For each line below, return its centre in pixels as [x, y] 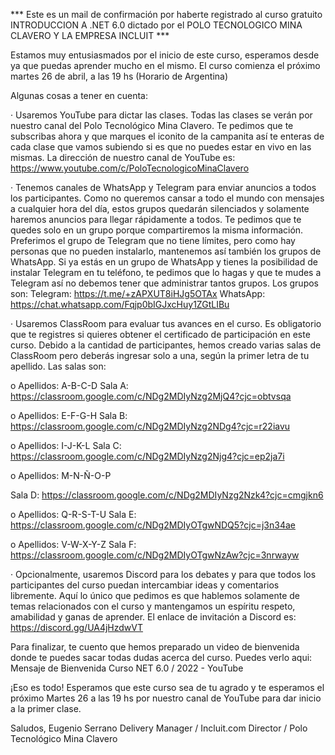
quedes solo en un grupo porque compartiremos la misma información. [157, 230]
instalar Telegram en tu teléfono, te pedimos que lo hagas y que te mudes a [166, 272]
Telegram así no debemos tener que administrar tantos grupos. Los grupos [165, 283]
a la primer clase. [46, 708]
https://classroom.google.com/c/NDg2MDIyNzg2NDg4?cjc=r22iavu [150, 426]
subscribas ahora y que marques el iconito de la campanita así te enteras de [167, 136]
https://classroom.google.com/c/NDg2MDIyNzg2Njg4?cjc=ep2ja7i [147, 456]
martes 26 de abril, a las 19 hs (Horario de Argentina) [119, 76]
